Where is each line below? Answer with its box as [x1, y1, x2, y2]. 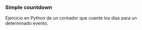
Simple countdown [5, 4, 52, 11]
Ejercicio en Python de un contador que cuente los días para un [5, 15, 137, 21]
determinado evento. [5, 20, 49, 26]
